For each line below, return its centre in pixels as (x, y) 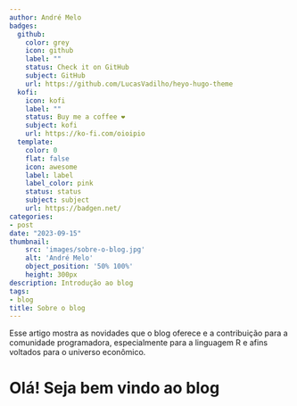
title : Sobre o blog (48, 308)
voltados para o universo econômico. (78, 352)
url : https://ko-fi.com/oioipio (85, 134)
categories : (31, 216)
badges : (24, 26)
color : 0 (41, 150)
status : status (54, 192)
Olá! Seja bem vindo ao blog (115, 388)
